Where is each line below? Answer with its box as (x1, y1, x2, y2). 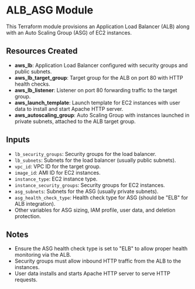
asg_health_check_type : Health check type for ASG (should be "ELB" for (14, 194, 189, 201)
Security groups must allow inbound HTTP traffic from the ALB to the (14, 257, 182, 264)
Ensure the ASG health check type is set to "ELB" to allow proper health (14, 245, 188, 252)
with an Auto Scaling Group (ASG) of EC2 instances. (6, 29, 132, 36)
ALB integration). (14, 200, 56, 207)
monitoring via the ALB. (14, 251, 71, 259)
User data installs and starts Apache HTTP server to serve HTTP (14, 270, 171, 277)
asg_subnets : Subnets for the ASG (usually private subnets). (14, 188, 159, 195)
